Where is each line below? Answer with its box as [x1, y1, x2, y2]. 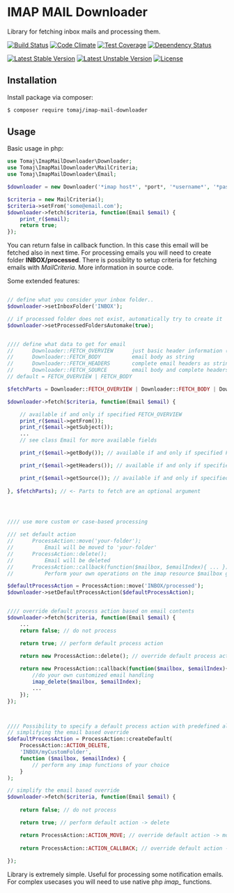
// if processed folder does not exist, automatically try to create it [7, 315, 223, 322]
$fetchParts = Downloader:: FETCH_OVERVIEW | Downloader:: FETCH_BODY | [7, 385, 217, 393]
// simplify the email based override [7, 787, 120, 794]
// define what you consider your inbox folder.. [7, 297, 155, 303]
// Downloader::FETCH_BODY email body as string [7, 354, 195, 361]
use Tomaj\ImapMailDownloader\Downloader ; [7, 158, 132, 165]
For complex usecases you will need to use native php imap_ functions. [7, 878, 212, 886]
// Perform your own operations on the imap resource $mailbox [7, 570, 223, 577]
